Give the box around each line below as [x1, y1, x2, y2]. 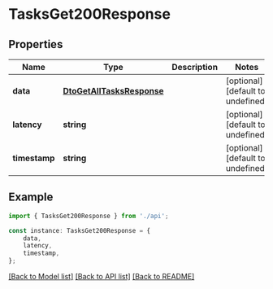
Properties [8, 37, 63, 51]
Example [8, 190, 54, 204]
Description [171, 62, 218, 72]
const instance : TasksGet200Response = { [8, 226, 151, 234]
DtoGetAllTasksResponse [63, 85, 164, 96]
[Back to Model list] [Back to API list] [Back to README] [8, 272, 195, 282]
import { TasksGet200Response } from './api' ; [8, 212, 169, 220]
